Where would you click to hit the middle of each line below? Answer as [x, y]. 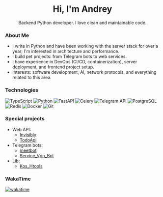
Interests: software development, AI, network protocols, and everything [84, 72]
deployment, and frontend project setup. [53, 67]
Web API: [21, 129]
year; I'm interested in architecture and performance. [66, 51]
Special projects [25, 119]
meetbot [28, 150]
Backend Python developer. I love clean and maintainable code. [82, 23]
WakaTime [18, 179]
